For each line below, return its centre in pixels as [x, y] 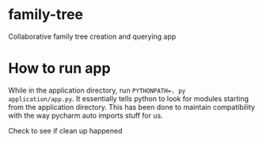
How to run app [59, 68]
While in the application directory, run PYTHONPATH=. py [97, 90]
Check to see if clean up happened [65, 130]
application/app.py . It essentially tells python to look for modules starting [129, 98]
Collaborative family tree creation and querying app [92, 36]
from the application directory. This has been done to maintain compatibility [132, 107]
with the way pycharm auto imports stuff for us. [86, 115]
